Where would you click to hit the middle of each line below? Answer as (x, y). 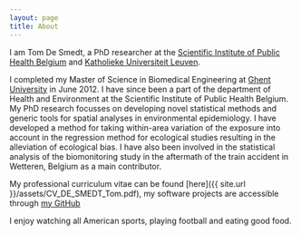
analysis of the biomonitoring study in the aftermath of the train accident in (149, 156)
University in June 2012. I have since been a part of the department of (140, 89)
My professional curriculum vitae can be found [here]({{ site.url (128, 183)
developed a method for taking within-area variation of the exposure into (145, 127)
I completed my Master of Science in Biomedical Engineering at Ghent (140, 79)
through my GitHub (45, 203)
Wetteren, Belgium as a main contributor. (85, 166)
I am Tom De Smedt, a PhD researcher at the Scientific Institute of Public (145, 52)
